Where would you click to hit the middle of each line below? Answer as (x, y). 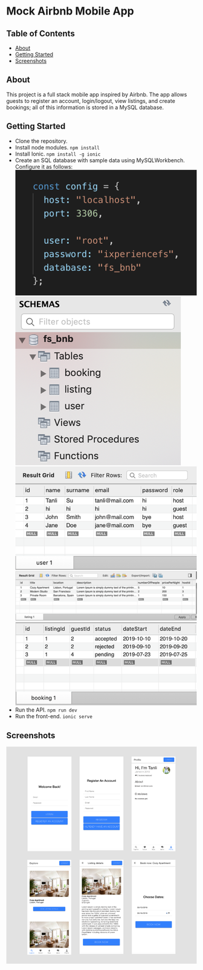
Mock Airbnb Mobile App (70, 11)
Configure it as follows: (44, 166)
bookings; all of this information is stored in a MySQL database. (85, 107)
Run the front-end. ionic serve (53, 716)
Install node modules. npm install (57, 147)
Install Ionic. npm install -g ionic (58, 154)
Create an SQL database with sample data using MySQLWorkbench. (100, 160)
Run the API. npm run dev (46, 710)
